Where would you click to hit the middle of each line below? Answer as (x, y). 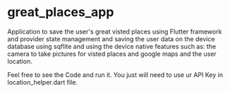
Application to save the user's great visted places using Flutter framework (115, 31)
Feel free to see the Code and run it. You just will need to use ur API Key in (115, 75)
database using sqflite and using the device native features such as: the (112, 46)
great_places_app (61, 12)
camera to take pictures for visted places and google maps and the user (112, 54)
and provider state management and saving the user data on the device (111, 38)
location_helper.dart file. (42, 82)
